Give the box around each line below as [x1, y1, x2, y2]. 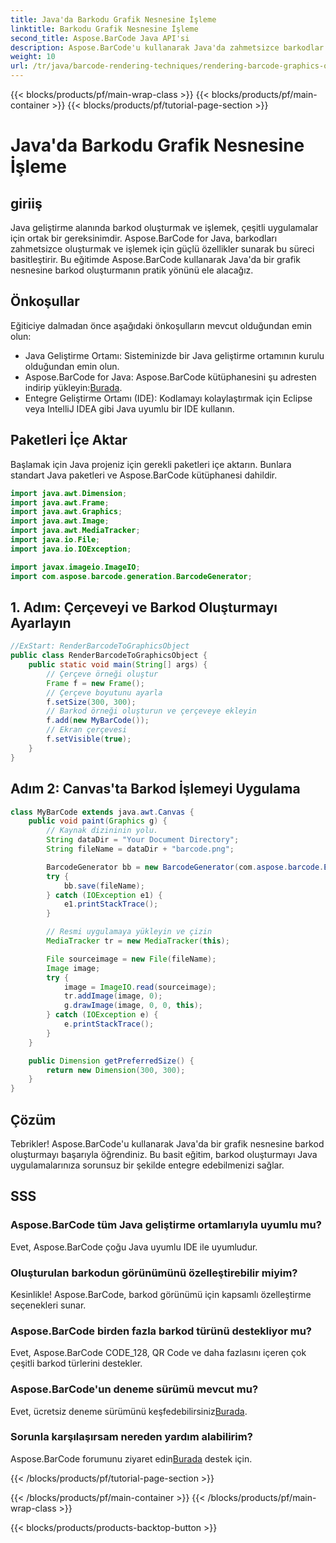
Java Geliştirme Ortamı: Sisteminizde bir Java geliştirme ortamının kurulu [24, 349, 325, 361]
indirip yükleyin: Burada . [24, 381, 123, 393]
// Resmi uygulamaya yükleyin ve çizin [46, 927, 213, 937]
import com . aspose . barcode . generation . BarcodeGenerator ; [10, 571, 253, 581]
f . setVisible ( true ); [46, 734, 132, 745]
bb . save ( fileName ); [63, 881, 145, 891]
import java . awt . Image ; [10, 516, 110, 526]
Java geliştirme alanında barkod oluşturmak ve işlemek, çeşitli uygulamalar [10, 222, 319, 233]
